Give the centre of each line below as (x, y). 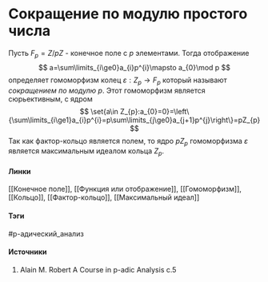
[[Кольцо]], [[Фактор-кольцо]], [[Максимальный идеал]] (104, 197)
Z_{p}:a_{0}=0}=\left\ (154, 111)
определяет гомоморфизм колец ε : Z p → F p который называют (118, 81)
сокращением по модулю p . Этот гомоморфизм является (107, 90)
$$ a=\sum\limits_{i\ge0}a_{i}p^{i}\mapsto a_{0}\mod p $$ (134, 67)
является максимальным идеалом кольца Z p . (86, 152)
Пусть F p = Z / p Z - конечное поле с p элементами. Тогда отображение (129, 54)
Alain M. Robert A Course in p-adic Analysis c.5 (98, 269)
